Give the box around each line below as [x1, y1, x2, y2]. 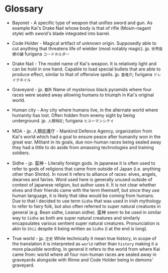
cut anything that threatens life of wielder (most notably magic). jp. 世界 [12, 45, 159, 51]
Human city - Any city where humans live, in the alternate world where [12, 107, 158, 113]
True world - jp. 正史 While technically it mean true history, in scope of [12, 235, 156, 241]
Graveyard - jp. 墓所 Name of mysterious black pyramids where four [12, 86, 152, 92]
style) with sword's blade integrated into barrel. [12, 30, 110, 36]
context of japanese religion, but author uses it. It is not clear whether [12, 182, 156, 188]
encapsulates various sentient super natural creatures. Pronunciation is [12, 220, 160, 226]
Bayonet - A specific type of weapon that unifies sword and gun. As [12, 20, 153, 26]
